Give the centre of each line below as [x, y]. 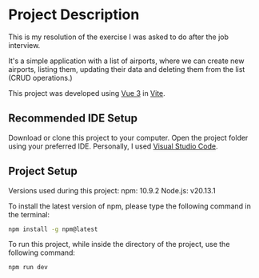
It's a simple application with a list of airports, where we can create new [126, 61]
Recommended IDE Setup [73, 119]
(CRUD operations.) [41, 77]
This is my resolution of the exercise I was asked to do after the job [119, 37]
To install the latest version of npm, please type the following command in [130, 206]
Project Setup [43, 171]
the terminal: [29, 214]
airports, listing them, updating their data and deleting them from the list [127, 69]
